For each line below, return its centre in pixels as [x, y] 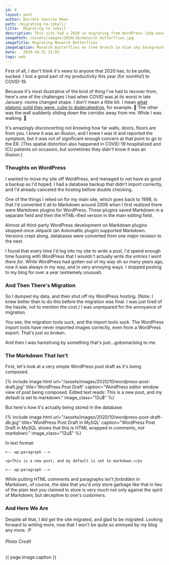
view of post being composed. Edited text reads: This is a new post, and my [84, 392]
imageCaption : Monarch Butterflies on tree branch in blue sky [73, 47]
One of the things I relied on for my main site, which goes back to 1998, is [81, 199]
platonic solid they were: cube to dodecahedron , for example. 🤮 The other [82, 108]
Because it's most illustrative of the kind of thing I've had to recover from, [81, 92]
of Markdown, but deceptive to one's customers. [56, 495]
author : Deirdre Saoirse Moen [37, 19]
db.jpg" [13, 422]
